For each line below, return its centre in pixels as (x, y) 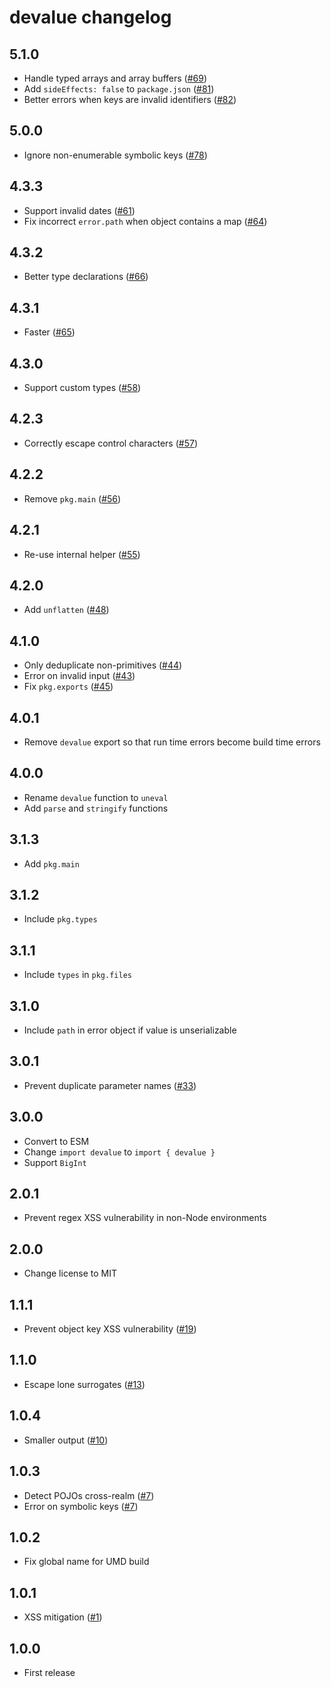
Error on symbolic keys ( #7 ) (81, 1506)
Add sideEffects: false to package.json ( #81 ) (119, 89)
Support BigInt (55, 1162)
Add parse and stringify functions (96, 808)
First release (49, 1672)
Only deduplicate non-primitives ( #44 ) (103, 665)
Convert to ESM (56, 1141)
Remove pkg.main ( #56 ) (72, 498)
